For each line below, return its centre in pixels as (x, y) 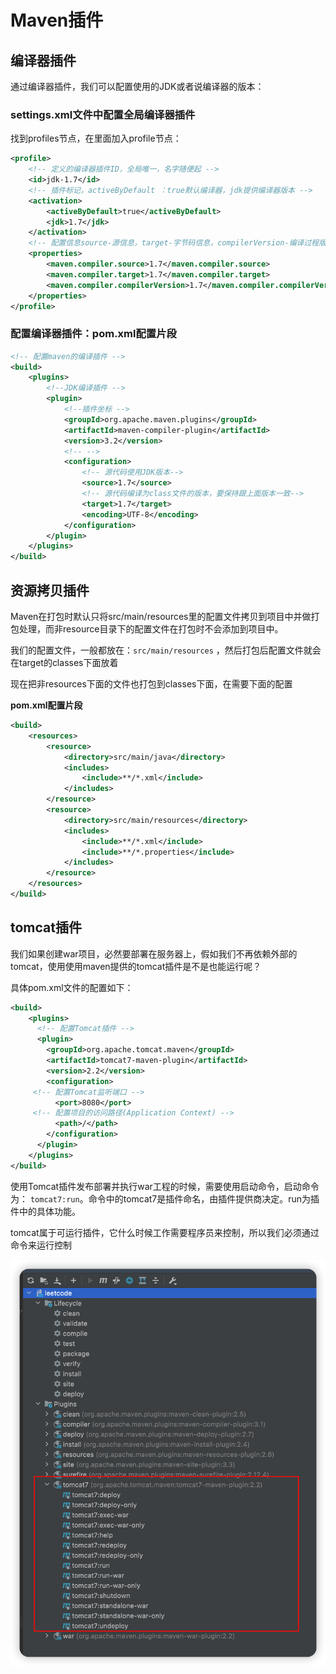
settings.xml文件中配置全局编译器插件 (103, 114)
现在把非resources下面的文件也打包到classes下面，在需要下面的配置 (151, 684)
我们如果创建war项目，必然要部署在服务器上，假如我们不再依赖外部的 (154, 953)
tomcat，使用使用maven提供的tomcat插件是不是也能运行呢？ (136, 966)
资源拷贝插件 (50, 590)
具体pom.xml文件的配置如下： (72, 987)
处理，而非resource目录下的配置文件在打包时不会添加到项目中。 (151, 629)
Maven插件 (57, 20)
